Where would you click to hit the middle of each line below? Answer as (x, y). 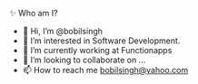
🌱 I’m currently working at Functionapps (97, 50)
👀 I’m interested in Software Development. (101, 41)
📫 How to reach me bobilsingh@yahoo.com (105, 70)
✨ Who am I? (34, 13)
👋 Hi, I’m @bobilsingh (62, 31)
